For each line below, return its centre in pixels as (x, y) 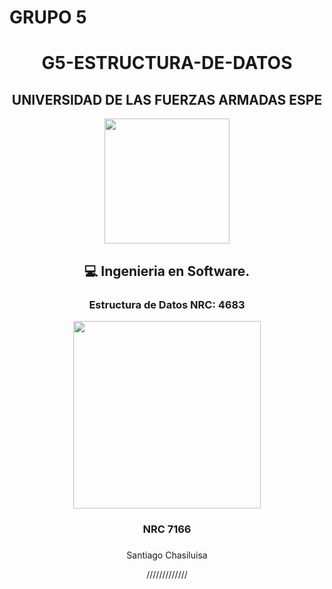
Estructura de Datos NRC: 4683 (167, 304)
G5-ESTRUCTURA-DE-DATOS (167, 63)
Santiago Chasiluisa (167, 555)
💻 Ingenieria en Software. (167, 271)
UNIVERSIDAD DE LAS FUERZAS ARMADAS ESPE (167, 99)
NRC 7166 (167, 529)
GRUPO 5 (48, 17)
